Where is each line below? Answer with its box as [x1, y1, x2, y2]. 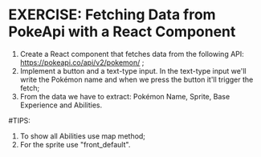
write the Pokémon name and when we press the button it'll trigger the [19, 74, 254, 84]
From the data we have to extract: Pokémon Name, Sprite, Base [19, 91, 230, 101]
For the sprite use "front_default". [19, 139, 131, 149]
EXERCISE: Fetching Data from [8, 6, 216, 24]
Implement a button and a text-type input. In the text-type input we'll [19, 66, 247, 75]
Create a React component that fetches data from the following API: [19, 49, 245, 58]
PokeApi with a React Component [8, 22, 236, 41]
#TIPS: [8, 115, 31, 125]
